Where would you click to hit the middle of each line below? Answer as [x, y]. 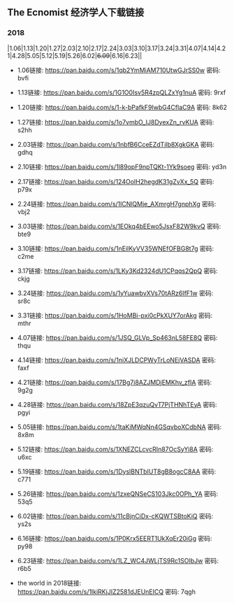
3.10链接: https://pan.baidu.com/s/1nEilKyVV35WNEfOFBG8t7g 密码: [116, 248]
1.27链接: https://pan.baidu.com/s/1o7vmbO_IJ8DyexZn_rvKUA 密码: [116, 122]
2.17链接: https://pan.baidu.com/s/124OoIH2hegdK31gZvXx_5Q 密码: [116, 181]
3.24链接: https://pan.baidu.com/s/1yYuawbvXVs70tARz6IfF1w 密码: [115, 293]
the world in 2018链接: [49, 583]
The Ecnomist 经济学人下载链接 [76, 13]
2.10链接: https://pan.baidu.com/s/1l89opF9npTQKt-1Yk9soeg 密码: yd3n [122, 166]
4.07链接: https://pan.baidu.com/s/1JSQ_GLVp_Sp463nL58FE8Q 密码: [117, 337]
